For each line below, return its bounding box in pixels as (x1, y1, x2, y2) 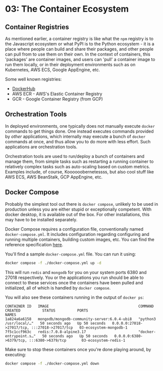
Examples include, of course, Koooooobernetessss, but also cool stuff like (5, 169, 154, 175)
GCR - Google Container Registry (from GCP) (12, 96, 103, 102)
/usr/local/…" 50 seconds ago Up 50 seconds (5, 321, 106, 326)
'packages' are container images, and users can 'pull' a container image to (5, 57, 155, 62)
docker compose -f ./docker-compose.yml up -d (5, 260, 102, 265)
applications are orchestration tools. (5, 144, 78, 150)
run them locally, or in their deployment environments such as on (5, 62, 136, 67)
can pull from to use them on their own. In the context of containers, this (5, 51, 150, 57)
